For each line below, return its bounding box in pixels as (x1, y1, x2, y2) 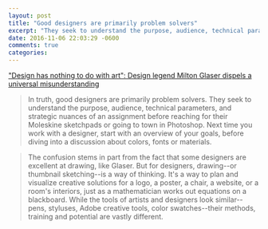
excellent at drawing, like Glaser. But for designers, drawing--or (27, 161, 237, 170)
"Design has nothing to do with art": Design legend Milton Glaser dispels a (8, 71, 253, 80)
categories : (8, 49, 48, 57)
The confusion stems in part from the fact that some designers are (27, 152, 247, 162)
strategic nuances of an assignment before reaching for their (27, 112, 229, 120)
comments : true (8, 41, 59, 49)
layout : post (8, 11, 52, 20)
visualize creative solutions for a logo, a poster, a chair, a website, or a (27, 178, 259, 188)
